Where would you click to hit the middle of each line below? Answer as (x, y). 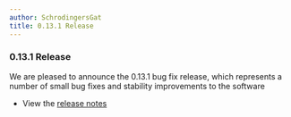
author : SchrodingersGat (56, 17)
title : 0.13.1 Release (51, 26)
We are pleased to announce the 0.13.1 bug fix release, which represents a (145, 76)
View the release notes (64, 103)
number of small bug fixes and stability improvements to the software (137, 86)
